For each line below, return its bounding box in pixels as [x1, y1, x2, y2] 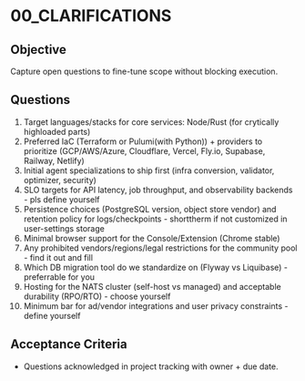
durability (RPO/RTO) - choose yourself [23, 291, 171, 302]
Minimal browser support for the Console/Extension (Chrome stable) [23, 232, 280, 243]
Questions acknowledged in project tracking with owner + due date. [23, 361, 279, 372]
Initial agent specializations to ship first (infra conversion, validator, [23, 165, 275, 176]
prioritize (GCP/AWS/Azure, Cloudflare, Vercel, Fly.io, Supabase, [23, 145, 266, 156]
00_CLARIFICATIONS [10, 5, 172, 26]
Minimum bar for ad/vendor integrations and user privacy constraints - [23, 300, 289, 311]
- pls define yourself [23, 193, 100, 205]
